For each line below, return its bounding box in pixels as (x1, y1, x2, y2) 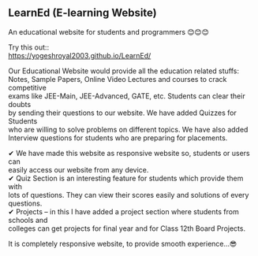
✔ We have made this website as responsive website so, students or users (8, 148, 250, 158)
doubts (8, 99, 32, 109)
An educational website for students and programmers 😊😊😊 (8, 27, 209, 36)
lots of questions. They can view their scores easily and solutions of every (8, 190, 249, 199)
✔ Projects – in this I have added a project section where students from (8, 206, 239, 216)
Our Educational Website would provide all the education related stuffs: (8, 66, 239, 76)
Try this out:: (8, 43, 50, 52)
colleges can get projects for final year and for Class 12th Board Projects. (8, 224, 246, 233)
